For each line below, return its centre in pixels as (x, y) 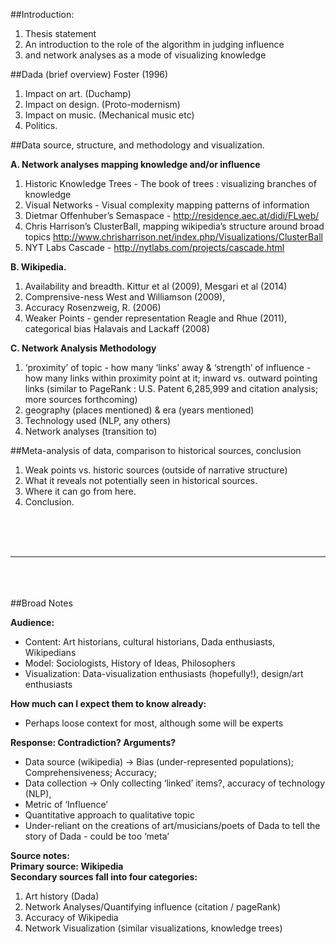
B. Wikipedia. (38, 267)
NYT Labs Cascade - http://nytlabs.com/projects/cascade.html (154, 247)
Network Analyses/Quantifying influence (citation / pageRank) (153, 907)
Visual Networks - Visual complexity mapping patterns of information (167, 205)
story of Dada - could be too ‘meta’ (97, 836)
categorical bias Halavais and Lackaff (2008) (117, 328)
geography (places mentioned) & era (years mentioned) (139, 410)
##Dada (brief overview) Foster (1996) (89, 74)
